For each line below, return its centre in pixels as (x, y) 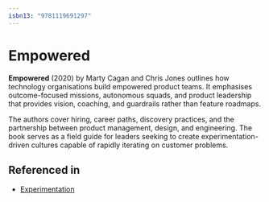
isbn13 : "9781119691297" (50, 16)
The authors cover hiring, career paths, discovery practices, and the (122, 119)
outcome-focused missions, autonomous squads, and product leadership (130, 95)
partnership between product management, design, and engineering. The (130, 128)
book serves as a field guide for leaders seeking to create (104, 136)
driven (19, 145)
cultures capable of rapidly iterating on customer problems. (130, 145)
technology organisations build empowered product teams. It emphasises (130, 86)
